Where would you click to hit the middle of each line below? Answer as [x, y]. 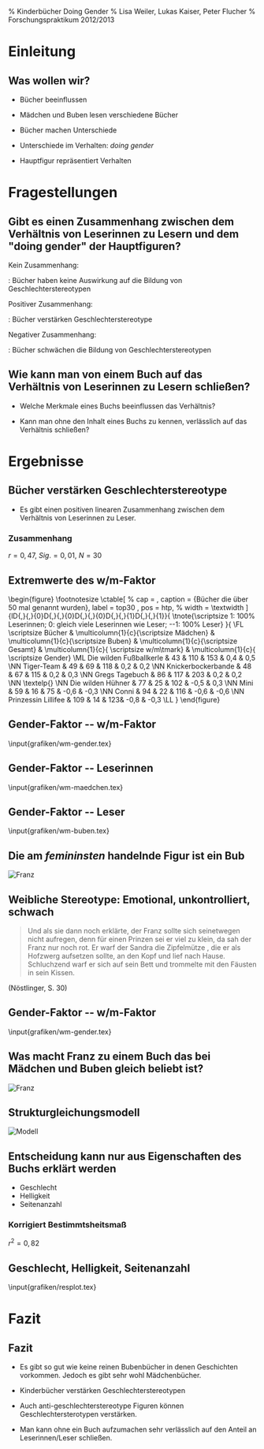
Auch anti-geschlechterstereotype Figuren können [102, 1406]
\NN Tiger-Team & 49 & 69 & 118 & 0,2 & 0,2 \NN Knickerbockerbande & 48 [130, 666]
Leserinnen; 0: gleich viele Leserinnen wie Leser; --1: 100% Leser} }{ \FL [126, 624]
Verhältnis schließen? [54, 430]
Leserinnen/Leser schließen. [66, 1438]
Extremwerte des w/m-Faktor [82, 580]
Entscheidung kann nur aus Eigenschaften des [125, 1156]
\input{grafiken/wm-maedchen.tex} [66, 787]
